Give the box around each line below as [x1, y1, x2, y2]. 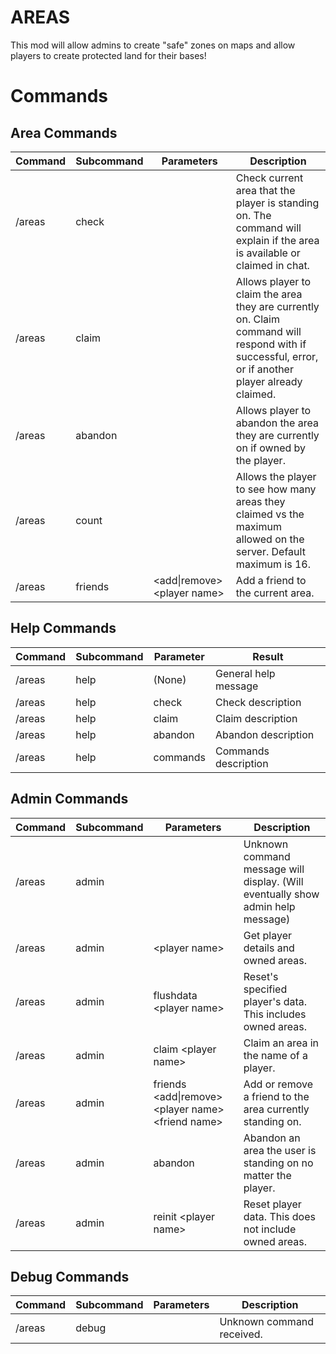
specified [243, 982, 288, 996]
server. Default [235, 544, 306, 558]
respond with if [235, 337, 307, 351]
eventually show [243, 887, 320, 901]
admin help [243, 899, 296, 913]
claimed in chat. [235, 258, 310, 272]
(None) [153, 672, 187, 686]
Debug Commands [10, 1268, 130, 1285]
